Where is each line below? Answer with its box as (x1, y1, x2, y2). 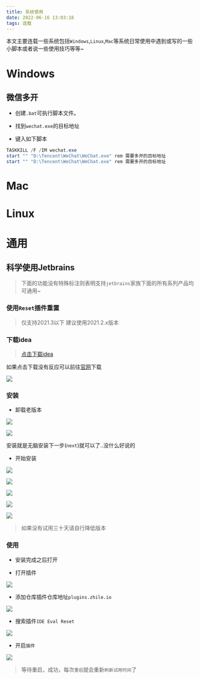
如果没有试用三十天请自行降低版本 (21, 524, 106, 532)
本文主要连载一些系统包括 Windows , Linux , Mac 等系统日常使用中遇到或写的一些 (6, 38, 193, 45)
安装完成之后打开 (15, 556, 58, 563)
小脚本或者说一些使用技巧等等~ (6, 45, 85, 52)
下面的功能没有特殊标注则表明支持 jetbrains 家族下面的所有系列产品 (21, 279, 189, 287)
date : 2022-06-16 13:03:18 (6, 15, 74, 21)
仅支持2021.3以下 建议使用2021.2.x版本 (21, 319, 119, 326)
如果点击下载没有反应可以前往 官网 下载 (6, 363, 102, 370)
